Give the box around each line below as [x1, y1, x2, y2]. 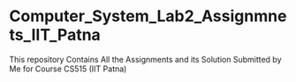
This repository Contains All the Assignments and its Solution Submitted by [9, 54, 282, 64]
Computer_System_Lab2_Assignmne [9, 6, 287, 26]
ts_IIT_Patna [9, 25, 102, 45]
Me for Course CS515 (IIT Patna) [9, 63, 127, 74]
